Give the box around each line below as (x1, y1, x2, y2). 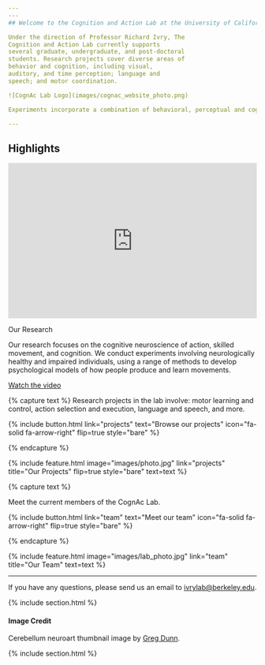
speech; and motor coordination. (8, 77, 118, 85)
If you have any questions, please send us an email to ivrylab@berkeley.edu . (8, 583, 257, 592)
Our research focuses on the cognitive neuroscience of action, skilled (8, 340, 234, 349)
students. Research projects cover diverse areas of (8, 55, 185, 63)
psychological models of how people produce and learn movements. (8, 365, 231, 375)
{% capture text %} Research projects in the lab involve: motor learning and (8, 396, 254, 405)
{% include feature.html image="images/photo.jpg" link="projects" (8, 458, 226, 468)
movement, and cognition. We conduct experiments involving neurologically (8, 349, 255, 358)
